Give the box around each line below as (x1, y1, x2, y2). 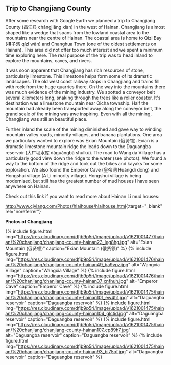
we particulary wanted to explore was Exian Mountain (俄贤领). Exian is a (5, 137, 158, 143)
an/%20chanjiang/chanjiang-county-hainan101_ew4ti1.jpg (5, 294, 127, 300)
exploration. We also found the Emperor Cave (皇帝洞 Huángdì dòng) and (5, 166, 159, 173)
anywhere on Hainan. (5, 183, 50, 189)
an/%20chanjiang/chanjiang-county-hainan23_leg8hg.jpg (5, 239, 128, 245)
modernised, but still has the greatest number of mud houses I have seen (5, 178, 159, 184)
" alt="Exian (127, 239, 152, 245)
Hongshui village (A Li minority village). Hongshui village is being (5, 172, 142, 178)
